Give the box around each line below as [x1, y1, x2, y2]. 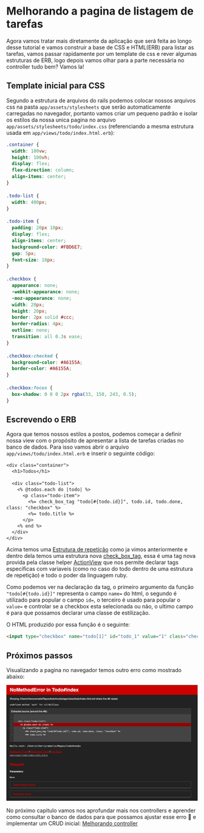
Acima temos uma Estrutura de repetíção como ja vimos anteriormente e [6, 546, 188, 553]
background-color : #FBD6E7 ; [12, 244, 83, 250]
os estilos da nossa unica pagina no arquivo [6, 116, 117, 123]
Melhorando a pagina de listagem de [6, 4, 194, 18]
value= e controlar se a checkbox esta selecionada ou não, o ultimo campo [6, 603, 194, 610]
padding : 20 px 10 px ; [12, 225, 64, 231]
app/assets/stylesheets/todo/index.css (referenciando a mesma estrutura [6, 123, 194, 130]
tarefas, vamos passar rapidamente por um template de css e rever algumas [6, 50, 197, 57]
